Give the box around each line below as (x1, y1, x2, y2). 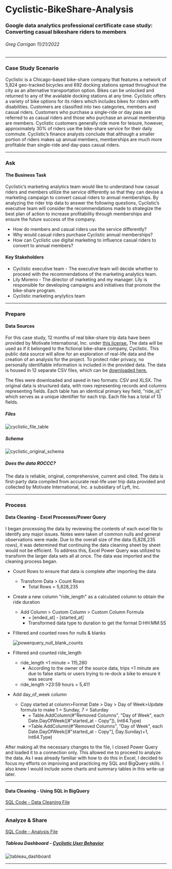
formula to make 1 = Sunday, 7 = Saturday (20, 707, 109, 713)
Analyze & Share (5, 817, 48, 824)
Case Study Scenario (5, 65, 59, 72)
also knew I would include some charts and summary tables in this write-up (5, 766, 165, 772)
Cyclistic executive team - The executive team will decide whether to (12, 265, 158, 271)
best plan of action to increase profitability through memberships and (5, 210, 152, 216)
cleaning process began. (5, 558, 58, 565)
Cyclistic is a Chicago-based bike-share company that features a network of (5, 76, 166, 83)
